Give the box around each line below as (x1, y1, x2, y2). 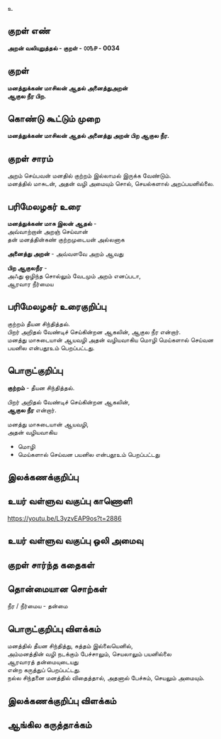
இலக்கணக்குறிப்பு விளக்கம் (7, 694, 117, 707)
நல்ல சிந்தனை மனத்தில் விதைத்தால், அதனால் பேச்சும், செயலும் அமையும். (7, 674, 205, 682)
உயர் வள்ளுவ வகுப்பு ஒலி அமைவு (7, 534, 144, 547)
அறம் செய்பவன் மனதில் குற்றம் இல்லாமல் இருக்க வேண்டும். (7, 171, 171, 180)
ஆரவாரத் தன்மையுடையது (7, 658, 79, 667)
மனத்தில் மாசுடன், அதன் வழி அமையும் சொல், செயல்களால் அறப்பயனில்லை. (7, 179, 215, 188)
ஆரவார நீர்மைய (7, 280, 54, 288)
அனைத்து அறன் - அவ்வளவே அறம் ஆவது (7, 249, 124, 258)
